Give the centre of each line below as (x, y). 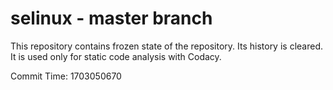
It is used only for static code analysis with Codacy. (116, 56)
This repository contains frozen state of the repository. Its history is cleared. (166, 46)
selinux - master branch (111, 18)
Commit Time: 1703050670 (66, 76)
